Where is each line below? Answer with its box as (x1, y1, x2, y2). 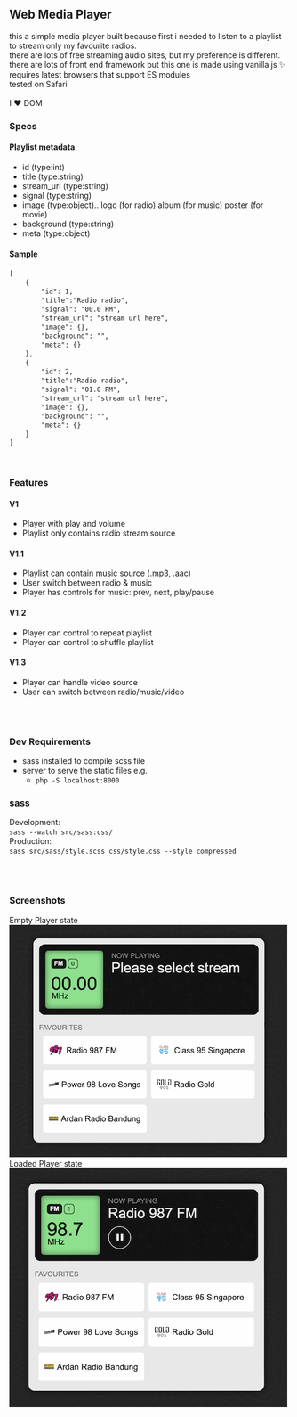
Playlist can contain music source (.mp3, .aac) (21, 568, 191, 578)
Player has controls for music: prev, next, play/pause (21, 587, 215, 598)
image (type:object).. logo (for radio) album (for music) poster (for (21, 200, 264, 210)
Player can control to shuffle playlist (21, 636, 154, 647)
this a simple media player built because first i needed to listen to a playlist (9, 30, 282, 41)
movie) (21, 209, 48, 219)
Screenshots (9, 895, 66, 907)
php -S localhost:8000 (35, 776, 120, 785)
